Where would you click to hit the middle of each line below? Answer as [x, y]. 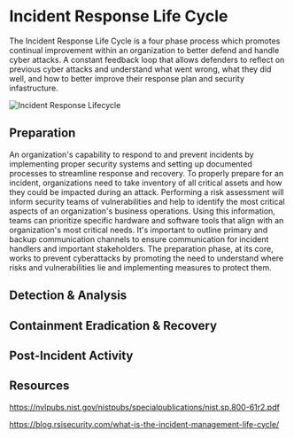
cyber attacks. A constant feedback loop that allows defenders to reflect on [147, 59]
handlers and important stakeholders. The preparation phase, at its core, [141, 248]
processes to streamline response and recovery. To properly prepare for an [147, 173]
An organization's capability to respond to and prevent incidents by [132, 154]
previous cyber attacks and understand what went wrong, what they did [140, 69]
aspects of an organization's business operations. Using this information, [143, 211]
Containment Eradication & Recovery [113, 325]
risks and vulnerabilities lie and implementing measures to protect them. [140, 267]
